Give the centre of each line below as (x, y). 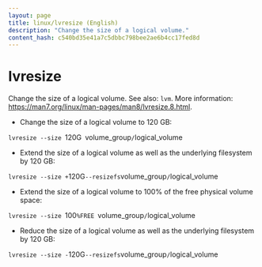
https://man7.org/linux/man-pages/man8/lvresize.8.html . (100, 107)
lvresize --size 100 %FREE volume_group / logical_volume (102, 216)
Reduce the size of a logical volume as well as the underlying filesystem (137, 231)
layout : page (30, 15)
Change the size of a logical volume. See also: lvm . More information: (121, 99)
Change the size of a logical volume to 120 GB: (96, 122)
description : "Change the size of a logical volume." (99, 30)
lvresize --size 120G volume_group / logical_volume (96, 137)
